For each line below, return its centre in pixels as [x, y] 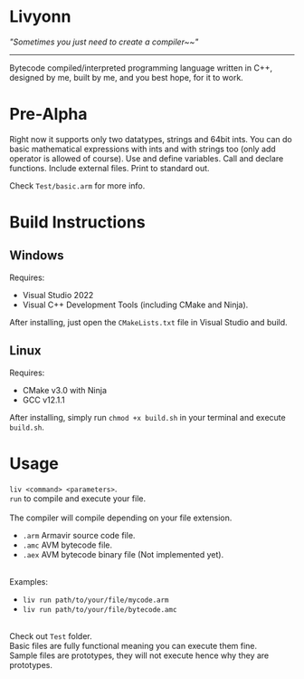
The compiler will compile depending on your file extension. [121, 518]
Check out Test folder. [51, 635]
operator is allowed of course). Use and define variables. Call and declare [147, 158]
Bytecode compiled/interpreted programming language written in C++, [141, 68]
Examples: [28, 581]
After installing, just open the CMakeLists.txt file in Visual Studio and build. [148, 322]
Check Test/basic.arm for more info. [77, 185]
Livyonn [40, 17]
